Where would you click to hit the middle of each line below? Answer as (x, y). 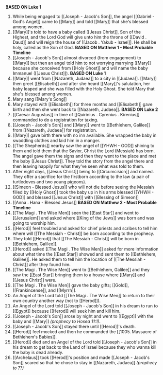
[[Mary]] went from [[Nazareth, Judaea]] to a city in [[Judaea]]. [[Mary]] (85, 78)
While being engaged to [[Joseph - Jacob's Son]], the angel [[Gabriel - (83, 16)
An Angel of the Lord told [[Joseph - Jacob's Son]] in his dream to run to (85, 306)
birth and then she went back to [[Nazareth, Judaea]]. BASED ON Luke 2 (85, 109)
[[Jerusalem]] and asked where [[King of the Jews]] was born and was (83, 218)
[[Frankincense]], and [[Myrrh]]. (44, 290)
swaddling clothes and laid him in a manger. (56, 140)
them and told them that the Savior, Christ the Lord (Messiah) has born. (83, 151)
